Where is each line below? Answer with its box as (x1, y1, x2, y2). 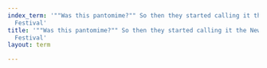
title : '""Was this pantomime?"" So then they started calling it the (7, 26, 247, 34)
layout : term (7, 41, 51, 49)
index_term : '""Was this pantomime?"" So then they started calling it (7, 11, 250, 20)
